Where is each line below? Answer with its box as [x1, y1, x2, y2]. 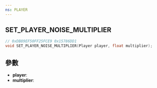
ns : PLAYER [5, 7, 28, 12]
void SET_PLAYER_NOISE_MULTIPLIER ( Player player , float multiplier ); [5, 43, 153, 49]
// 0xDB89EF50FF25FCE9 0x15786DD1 [5, 39, 77, 44]
